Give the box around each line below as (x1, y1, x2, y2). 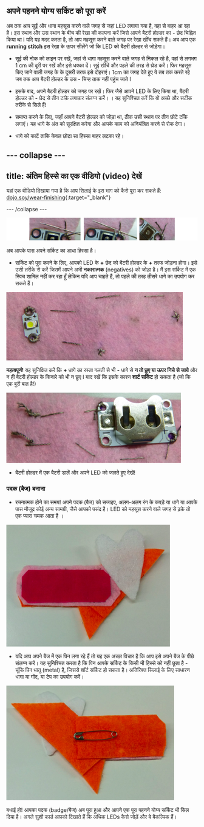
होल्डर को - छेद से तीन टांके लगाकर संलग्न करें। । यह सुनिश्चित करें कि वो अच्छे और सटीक (15, 94, 192, 101)
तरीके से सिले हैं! (15, 101, 47, 108)
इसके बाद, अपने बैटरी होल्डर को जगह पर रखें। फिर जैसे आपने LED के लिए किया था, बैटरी (15, 87, 189, 95)
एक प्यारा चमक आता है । (15, 512, 64, 519)
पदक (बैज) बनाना (6, 485, 46, 493)
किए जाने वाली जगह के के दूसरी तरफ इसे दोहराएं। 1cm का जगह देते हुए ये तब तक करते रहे (15, 68, 190, 76)
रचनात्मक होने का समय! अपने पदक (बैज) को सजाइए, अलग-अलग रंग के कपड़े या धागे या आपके (15, 499, 198, 506)
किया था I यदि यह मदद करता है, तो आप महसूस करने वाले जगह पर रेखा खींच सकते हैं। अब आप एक (6, 36, 196, 43)
